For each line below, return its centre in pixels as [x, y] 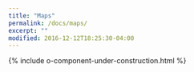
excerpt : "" [28, 30]
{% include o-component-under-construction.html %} [97, 61]
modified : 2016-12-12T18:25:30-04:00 [71, 38]
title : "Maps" [32, 16]
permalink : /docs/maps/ [48, 23]
